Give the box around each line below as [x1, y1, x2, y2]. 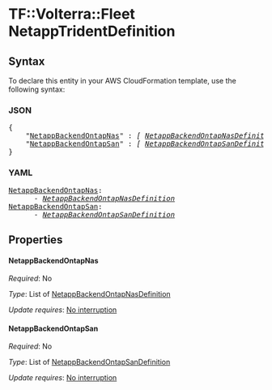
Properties [8, 233, 63, 246]
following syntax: [8, 84, 66, 94]
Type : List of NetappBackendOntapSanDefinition [8, 358, 171, 367]
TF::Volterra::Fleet [8, 5, 136, 24]
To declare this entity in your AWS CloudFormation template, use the [8, 76, 236, 85]
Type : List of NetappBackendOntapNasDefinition [8, 289, 172, 299]
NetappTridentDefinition [8, 22, 176, 41]
